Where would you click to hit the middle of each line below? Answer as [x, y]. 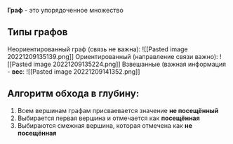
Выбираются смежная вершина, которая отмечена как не [105, 125]
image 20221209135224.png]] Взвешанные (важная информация [130, 64]
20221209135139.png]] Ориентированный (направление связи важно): [113, 56]
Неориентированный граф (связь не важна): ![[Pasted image [98, 49]
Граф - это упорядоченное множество [66, 10]
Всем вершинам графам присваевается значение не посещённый [118, 110]
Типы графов [38, 32]
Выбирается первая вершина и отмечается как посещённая [108, 118]
